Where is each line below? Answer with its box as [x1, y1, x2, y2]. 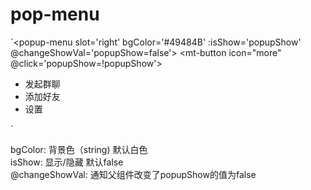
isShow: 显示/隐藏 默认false [10, 156, 124, 168]
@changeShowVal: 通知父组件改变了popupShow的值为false [10, 168, 257, 180]
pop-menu [10, 3, 100, 26]
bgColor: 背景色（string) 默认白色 [10, 143, 148, 155]
